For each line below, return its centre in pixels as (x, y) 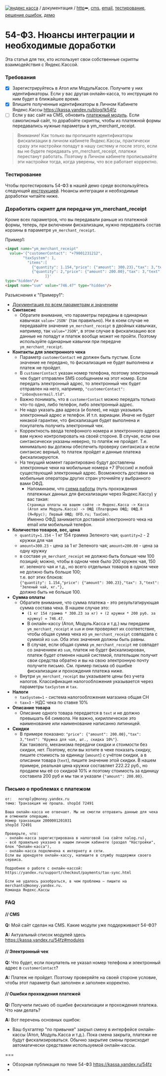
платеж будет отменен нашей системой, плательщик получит (92, 655)
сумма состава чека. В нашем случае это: (64, 608)
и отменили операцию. (27, 817)
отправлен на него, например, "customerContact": (72, 389)
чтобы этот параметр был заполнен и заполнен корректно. (68, 982)
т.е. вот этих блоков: (41, 577)
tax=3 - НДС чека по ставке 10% (54, 702)
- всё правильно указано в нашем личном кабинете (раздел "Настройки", (80, 842)
